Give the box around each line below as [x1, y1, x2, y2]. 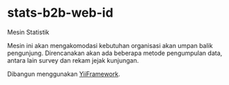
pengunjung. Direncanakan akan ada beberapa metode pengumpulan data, [7, 49, 223, 57]
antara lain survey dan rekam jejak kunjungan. [7, 56, 139, 64]
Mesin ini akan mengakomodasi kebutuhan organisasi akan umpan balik [7, 41, 214, 49]
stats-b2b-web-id [7, 5, 113, 21]
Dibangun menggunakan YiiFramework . [7, 70, 120, 78]
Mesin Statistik [7, 28, 50, 36]
